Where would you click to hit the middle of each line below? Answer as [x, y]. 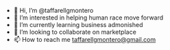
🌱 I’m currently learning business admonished [78, 25]
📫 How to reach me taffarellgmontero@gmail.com [85, 40]
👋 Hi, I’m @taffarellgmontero [53, 10]
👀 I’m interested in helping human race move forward [88, 18]
